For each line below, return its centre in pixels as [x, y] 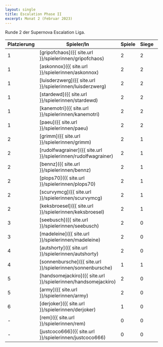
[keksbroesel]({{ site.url [66, 206]
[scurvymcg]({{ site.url [65, 192]
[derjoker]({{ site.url [62, 304]
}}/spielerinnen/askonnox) [69, 72]
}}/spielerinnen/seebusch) [69, 226]
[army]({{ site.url [58, 290]
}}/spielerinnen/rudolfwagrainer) [76, 156]
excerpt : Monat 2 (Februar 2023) [39, 18]
